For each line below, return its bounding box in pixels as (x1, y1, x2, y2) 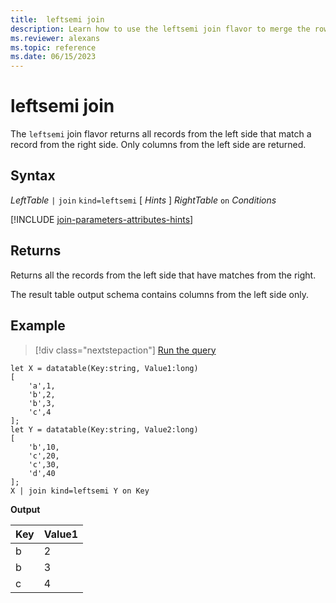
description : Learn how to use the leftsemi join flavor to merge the (10, 24, 311, 34)
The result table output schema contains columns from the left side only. (10, 288, 309, 300)
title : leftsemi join (10, 14, 105, 25)
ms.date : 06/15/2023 (10, 52, 97, 62)
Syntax (10, 167, 56, 185)
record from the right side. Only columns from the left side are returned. (10, 139, 307, 151)
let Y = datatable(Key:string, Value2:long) (10, 424, 199, 435)
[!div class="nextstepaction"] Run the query (34, 344, 217, 356)
